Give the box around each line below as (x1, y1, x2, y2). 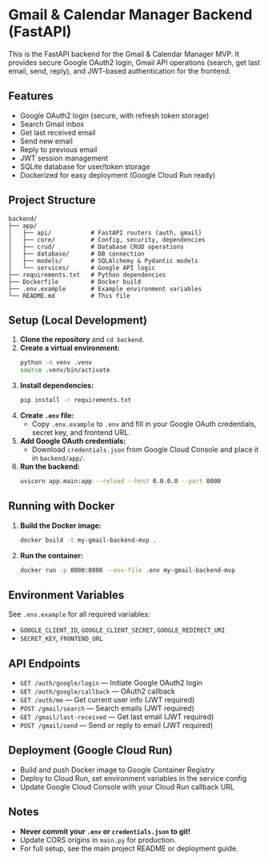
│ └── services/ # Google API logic (8, 264, 156, 272)
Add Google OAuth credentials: (19, 437, 126, 445)
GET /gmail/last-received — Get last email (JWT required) (19, 712, 214, 722)
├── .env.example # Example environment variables (8, 284, 202, 293)
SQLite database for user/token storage (19, 162, 150, 171)
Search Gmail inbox (19, 119, 85, 129)
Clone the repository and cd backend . (19, 335, 145, 344)
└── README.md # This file (8, 292, 130, 300)
